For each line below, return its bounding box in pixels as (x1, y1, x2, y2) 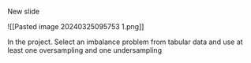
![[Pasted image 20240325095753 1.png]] (7, 22, 144, 31)
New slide (7, 7, 40, 16)
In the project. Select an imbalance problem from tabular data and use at (7, 37, 243, 46)
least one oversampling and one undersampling (7, 46, 163, 54)
